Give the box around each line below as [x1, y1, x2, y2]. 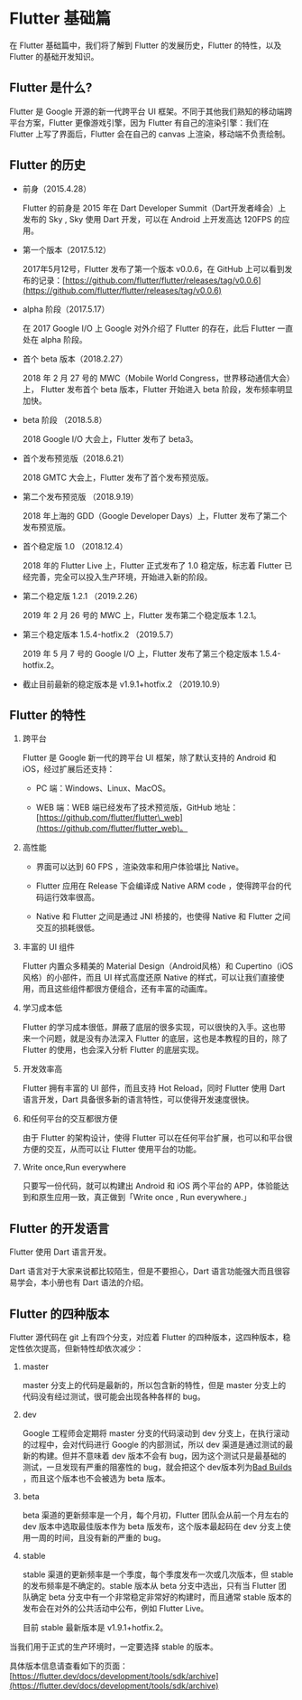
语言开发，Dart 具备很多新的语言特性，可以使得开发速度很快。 [22, 1094, 254, 1105]
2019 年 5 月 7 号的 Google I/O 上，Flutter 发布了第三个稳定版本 [22, 648, 259, 659]
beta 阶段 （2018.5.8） [22, 414, 107, 425]
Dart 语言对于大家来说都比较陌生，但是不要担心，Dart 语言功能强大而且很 [9, 1266, 282, 1277]
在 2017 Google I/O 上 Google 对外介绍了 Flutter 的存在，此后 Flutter [22, 323, 276, 333]
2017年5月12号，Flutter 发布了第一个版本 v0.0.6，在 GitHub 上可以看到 [22, 263, 285, 274]
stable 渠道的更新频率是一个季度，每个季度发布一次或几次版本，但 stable [22, 1569, 294, 1580]
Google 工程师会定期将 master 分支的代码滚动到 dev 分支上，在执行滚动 [22, 1428, 290, 1438]
